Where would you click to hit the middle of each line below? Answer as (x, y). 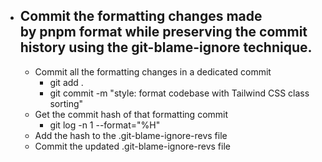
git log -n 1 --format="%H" (105, 125)
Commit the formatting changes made (141, 16)
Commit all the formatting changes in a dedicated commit (153, 71)
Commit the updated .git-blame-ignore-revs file (132, 146)
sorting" (66, 103)
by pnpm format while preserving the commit (163, 32)
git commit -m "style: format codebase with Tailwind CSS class (179, 93)
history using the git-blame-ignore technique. (166, 47)
